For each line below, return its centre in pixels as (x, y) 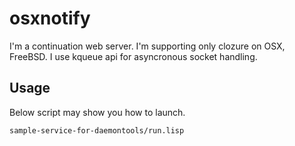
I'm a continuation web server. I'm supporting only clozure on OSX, (147, 46)
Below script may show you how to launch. (97, 112)
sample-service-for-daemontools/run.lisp (97, 130)
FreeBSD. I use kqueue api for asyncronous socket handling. (133, 56)
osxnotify (50, 18)
